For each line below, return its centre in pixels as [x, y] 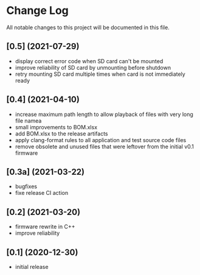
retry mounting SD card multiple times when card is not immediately [100, 74]
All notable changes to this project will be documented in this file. [88, 27]
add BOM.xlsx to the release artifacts [61, 134]
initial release [32, 267]
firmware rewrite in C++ [45, 227]
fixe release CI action [42, 193]
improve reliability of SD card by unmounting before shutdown [93, 67]
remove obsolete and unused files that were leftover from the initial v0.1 [105, 146]
